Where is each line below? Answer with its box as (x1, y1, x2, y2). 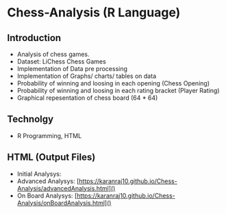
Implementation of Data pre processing (16, 65, 128, 72)
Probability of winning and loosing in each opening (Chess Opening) (16, 79, 210, 87)
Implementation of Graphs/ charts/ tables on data (16, 72, 156, 80)
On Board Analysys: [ (16, 191, 77, 200)
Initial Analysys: (16, 170, 62, 178)
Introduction (7, 32, 62, 44)
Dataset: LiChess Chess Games (16, 57, 106, 66)
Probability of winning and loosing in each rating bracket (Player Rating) (16, 87, 221, 94)
